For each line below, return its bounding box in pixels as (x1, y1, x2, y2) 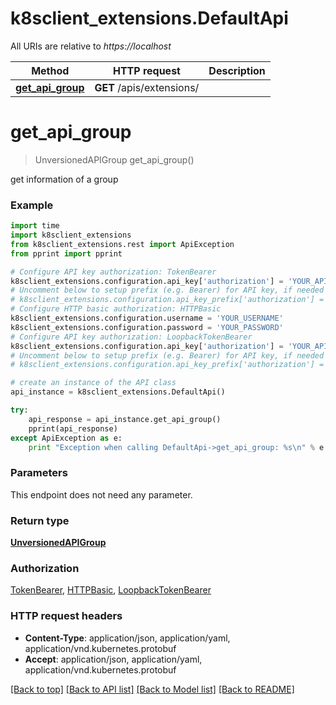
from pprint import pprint (10, 248, 123, 259)
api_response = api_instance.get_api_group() (28, 414, 222, 424)
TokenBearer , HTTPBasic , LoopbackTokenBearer (10, 584, 212, 596)
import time (10, 221, 60, 231)
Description (208, 63, 266, 77)
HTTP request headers (10, 609, 123, 623)
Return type (10, 513, 70, 527)
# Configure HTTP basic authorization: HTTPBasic (10, 304, 222, 314)
